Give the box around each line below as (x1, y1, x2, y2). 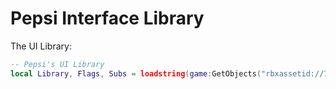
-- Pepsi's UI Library (10, 59, 105, 69)
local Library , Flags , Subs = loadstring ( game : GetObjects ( (10, 68, 262, 79)
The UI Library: (10, 40, 72, 52)
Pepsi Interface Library (10, 7, 205, 30)
